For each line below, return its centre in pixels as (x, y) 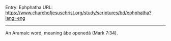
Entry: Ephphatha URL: (29, 7)
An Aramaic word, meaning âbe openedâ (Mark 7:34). (62, 33)
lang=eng (15, 18)
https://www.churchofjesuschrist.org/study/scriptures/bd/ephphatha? (78, 13)
